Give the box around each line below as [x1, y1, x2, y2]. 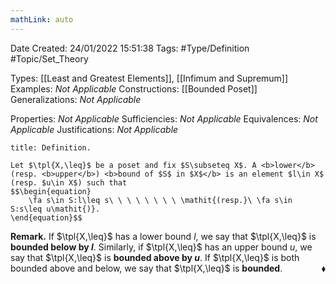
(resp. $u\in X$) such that [10, 177, 128, 188]
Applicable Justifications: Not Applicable [10, 123, 179, 135]
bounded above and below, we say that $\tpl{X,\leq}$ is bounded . [10, 262, 283, 274]
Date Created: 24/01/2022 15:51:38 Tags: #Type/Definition [10, 42, 250, 54]
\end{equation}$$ [10, 212, 83, 223]
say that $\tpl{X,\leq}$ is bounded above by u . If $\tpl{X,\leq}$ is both [10, 251, 300, 263]
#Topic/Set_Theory [10, 52, 89, 65]
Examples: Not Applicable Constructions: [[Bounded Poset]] [10, 82, 258, 95]
